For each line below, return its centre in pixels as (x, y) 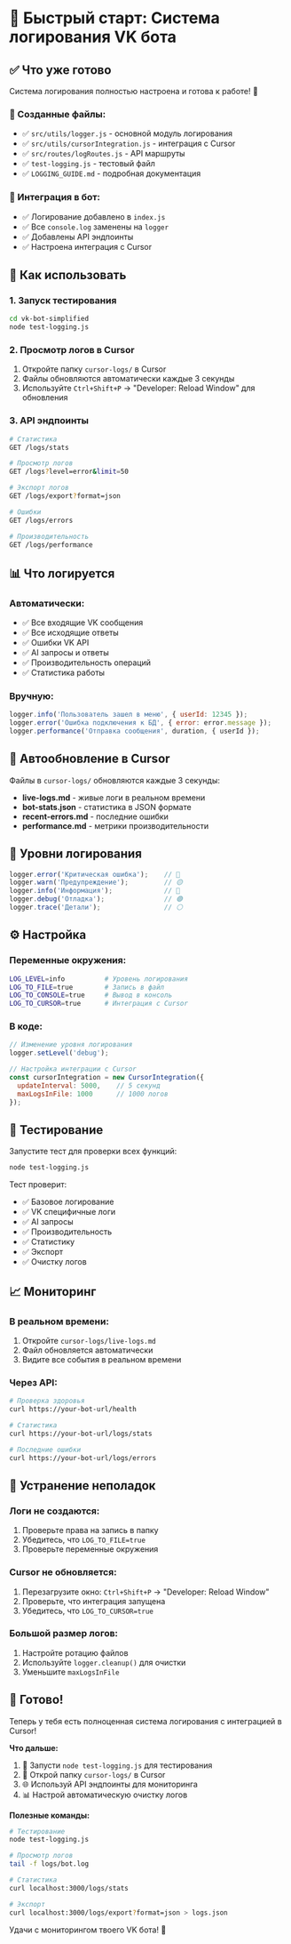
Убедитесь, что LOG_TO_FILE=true (84, 1540)
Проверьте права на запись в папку (90, 1530)
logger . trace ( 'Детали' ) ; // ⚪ (96, 908)
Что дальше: (34, 1747)
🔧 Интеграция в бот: (55, 197)
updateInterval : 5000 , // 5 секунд (89, 1085)
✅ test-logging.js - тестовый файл (88, 164)
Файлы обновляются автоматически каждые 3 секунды (128, 379)
